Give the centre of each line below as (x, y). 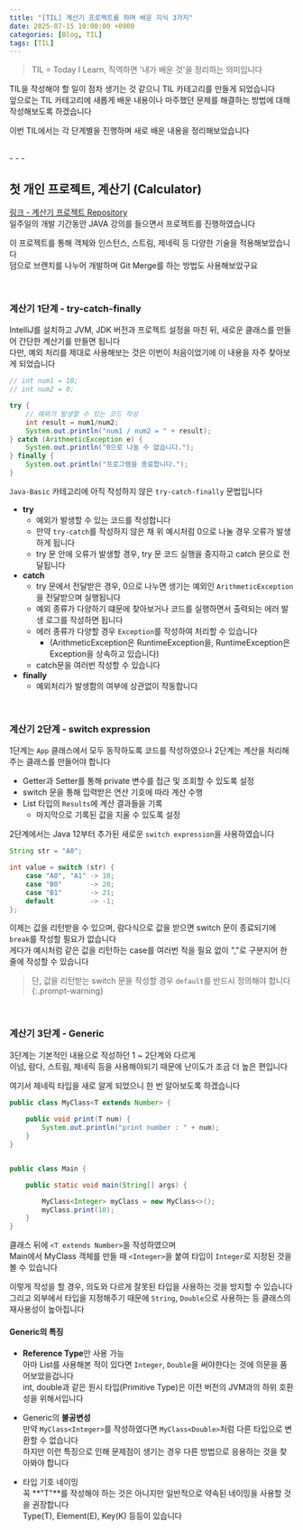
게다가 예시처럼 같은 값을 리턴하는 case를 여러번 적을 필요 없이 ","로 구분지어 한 (148, 950)
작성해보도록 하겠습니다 (50, 112)
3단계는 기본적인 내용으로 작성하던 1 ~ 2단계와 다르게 (103, 1055)
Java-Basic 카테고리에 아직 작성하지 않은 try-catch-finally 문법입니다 (136, 491)
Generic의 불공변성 (56, 1418)
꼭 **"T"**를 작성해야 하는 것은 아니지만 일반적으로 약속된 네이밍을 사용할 (152, 1493)
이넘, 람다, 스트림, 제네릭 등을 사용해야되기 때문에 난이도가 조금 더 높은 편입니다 (149, 1066)
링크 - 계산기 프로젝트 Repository (69, 212)
